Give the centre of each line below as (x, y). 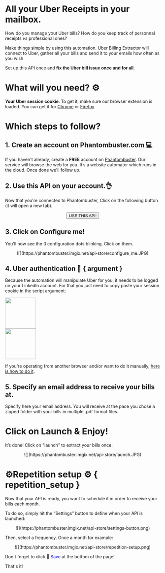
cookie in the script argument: (35, 291)
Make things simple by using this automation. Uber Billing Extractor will (77, 48)
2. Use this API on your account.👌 (59, 186)
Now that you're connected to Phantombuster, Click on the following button (82, 200)
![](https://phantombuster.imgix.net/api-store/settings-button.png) (83, 528)
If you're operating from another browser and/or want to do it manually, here (82, 366)
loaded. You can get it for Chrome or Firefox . (50, 106)
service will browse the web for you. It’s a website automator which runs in (81, 165)
